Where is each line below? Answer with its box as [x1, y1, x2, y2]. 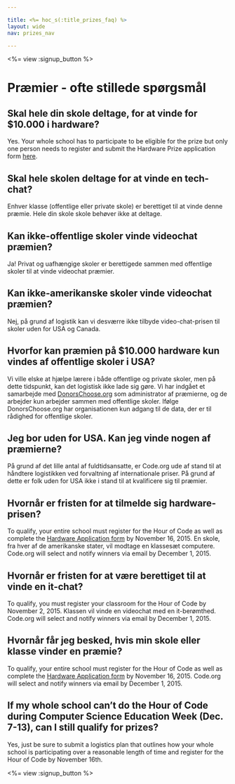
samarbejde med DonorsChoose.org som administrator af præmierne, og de [7, 390, 228, 398]
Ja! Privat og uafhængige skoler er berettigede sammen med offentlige [7, 259, 213, 268]
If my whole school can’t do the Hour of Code [7, 700, 208, 712]
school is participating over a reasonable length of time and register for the [7, 747, 224, 756]
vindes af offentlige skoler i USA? [7, 356, 156, 368]
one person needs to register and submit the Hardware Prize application [7, 145, 216, 153]
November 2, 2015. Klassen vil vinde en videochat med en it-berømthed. [7, 607, 216, 615]
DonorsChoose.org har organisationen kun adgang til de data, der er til [7, 404, 212, 413]
